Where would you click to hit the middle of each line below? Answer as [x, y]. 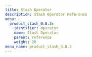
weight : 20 [25, 42]
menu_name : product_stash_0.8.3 [38, 47]
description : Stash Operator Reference [46, 14]
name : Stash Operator [36, 33]
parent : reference [33, 38]
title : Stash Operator [28, 10]
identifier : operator [36, 28]
